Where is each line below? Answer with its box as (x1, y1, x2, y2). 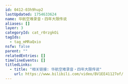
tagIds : (5, 35, 21, 40)
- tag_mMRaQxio (9, 40, 41, 44)
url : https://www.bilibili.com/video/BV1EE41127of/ (14, 72, 124, 77)
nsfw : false (5, 44, 30, 49)
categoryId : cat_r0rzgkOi (5, 30, 59, 35)
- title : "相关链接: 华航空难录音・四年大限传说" (9, 67, 102, 72)
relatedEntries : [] (5, 53, 46, 58)
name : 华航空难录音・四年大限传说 (5, 16, 67, 21)
